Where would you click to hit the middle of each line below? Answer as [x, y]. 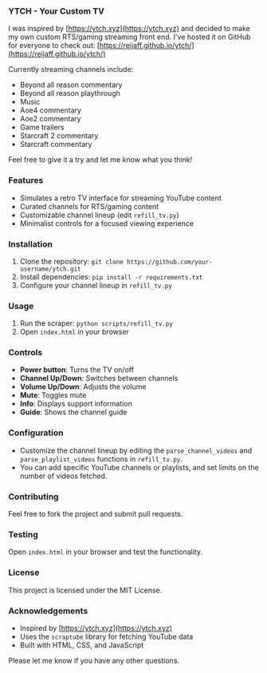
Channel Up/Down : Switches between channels [99, 378]
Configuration [36, 433]
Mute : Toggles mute [53, 395]
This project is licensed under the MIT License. [85, 590]
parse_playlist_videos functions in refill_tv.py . [101, 459]
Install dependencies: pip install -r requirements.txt [111, 276]
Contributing [33, 497]
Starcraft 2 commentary [59, 136]
